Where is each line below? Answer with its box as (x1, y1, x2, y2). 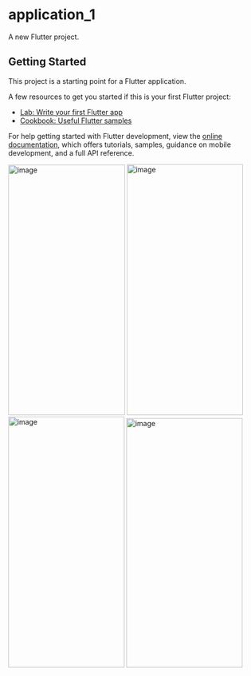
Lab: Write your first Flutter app (19, 107, 124, 117)
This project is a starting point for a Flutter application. (8, 76, 186, 85)
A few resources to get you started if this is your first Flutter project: (8, 92, 231, 101)
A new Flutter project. (8, 32, 80, 42)
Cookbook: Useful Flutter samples (19, 116, 132, 125)
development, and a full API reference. (8, 148, 135, 157)
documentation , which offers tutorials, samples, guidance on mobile (8, 140, 231, 149)
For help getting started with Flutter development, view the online (8, 131, 223, 140)
